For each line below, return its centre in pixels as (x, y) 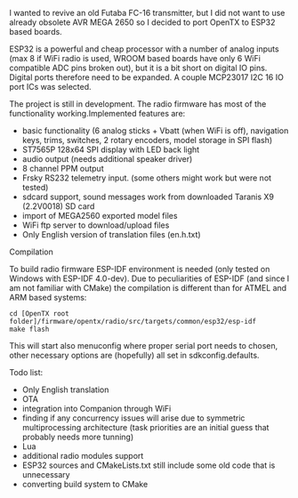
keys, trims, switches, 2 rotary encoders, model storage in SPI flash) (147, 140)
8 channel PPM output (63, 169)
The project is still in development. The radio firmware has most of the (138, 104)
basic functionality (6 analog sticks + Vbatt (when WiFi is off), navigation (155, 131)
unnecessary (46, 474)
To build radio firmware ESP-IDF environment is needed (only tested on (140, 269)
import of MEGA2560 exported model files (100, 216)
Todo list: (26, 372)
